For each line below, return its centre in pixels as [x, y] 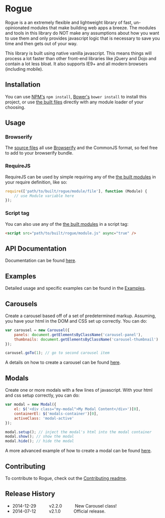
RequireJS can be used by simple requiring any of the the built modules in [81, 176]
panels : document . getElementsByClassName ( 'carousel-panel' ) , [78, 335]
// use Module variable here [44, 196]
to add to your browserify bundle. [39, 153]
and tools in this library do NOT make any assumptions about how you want [82, 33]
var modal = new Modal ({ [31, 405]
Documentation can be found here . [41, 260]
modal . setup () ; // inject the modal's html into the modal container [79, 432]
